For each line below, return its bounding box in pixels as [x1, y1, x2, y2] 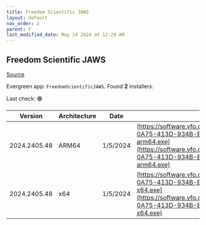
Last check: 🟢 [6, 94, 43, 102]
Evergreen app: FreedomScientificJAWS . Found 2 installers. [6, 82, 154, 90]
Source [6, 71, 25, 78]
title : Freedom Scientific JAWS [6, 9, 89, 15]
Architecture [58, 112, 97, 120]
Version [19, 112, 43, 120]
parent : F [6, 26, 32, 32]
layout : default [6, 15, 48, 21]
